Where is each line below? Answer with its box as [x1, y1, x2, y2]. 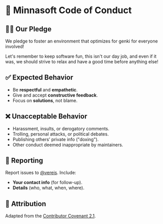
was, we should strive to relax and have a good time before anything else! [5, 59, 158, 65]
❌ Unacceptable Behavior [5, 112, 87, 121]
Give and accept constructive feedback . [12, 92, 98, 98]
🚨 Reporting [5, 156, 43, 165]
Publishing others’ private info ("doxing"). [12, 136, 99, 142]
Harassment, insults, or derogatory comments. [12, 125, 110, 131]
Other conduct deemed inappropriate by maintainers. [12, 142, 124, 148]
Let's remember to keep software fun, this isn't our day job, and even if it [5, 53, 156, 59]
